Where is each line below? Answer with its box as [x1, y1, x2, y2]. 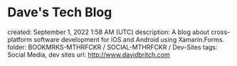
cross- [211, 28, 231, 36]
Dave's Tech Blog [7, 4, 112, 21]
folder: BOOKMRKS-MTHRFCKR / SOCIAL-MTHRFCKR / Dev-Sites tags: [7, 43, 218, 51]
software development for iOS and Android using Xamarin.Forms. [33, 35, 225, 43]
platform [7, 35, 32, 43]
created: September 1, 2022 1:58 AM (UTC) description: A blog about [7, 28, 210, 36]
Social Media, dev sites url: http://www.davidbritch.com [7, 50, 171, 59]
